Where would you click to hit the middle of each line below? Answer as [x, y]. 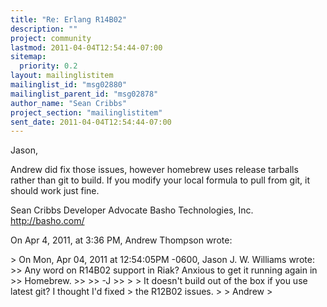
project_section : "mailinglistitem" [86, 112]
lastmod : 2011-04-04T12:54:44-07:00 [86, 47]
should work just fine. [55, 191]
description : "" [44, 29]
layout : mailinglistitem [62, 76]
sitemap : [28, 57]
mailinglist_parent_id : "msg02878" [84, 94]
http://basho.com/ [47, 221]
